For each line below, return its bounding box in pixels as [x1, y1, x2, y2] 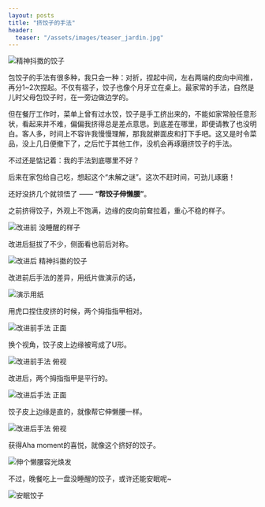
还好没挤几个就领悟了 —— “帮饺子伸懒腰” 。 [8, 189, 151, 199]
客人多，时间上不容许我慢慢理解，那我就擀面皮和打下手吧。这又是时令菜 [21, 129, 257, 139]
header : [8, 26, 34, 34]
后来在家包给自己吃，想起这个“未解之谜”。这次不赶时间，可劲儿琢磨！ [8, 173, 236, 182]
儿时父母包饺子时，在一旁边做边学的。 [8, 92, 132, 103]
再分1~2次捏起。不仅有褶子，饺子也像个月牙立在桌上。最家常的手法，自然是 [8, 83, 255, 92]
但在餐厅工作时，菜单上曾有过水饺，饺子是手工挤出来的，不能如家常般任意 [8, 110, 250, 119]
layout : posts [8, 11, 55, 20]
